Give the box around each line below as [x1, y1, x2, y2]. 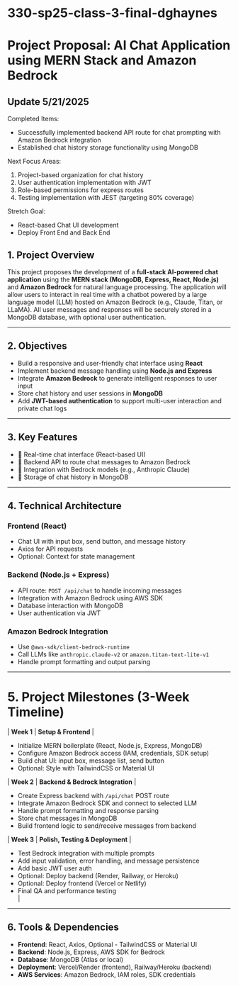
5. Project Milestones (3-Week [7, 689, 190, 705]
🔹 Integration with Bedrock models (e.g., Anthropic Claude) [17, 465, 190, 474]
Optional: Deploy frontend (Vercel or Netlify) [17, 879, 147, 887]
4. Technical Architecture [7, 500, 122, 512]
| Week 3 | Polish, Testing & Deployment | [7, 835, 132, 844]
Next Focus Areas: [7, 157, 62, 166]
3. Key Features [7, 431, 78, 444]
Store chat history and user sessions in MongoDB [17, 388, 163, 398]
